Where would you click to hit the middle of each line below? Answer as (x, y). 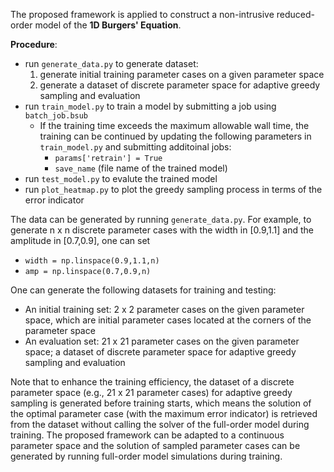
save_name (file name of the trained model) (141, 168)
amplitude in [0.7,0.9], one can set (80, 240)
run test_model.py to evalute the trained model (121, 178)
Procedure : (34, 44)
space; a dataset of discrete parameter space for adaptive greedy (160, 352)
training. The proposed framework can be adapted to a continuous (147, 435)
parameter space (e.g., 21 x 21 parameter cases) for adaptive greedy (151, 392)
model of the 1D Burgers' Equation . (108, 25)
